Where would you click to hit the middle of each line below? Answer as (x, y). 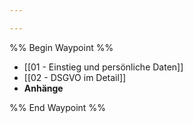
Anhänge (43, 88)
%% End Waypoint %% (57, 107)
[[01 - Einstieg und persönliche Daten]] (103, 67)
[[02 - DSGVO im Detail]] (75, 77)
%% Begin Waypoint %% (61, 47)
